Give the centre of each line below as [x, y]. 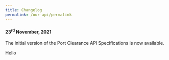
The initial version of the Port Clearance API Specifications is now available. [85, 43]
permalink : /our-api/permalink [39, 15]
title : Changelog [24, 10]
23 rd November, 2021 [28, 31]
